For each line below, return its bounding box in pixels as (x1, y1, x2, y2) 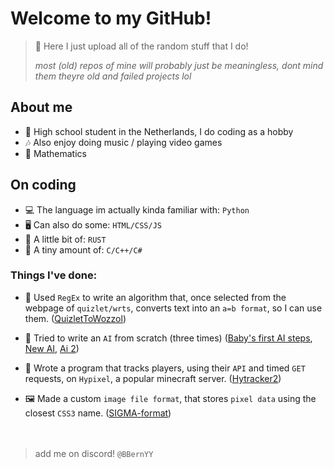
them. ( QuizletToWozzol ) (24, 312, 127, 324)
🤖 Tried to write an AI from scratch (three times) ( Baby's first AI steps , (24, 332, 313, 344)
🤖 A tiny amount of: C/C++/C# (24, 243, 143, 256)
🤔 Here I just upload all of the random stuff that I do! (34, 40, 249, 52)
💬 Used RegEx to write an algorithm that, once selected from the (24, 291, 287, 303)
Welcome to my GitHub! (10, 7, 212, 30)
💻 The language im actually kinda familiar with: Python (24, 203, 250, 216)
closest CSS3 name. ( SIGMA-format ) (24, 407, 172, 419)
